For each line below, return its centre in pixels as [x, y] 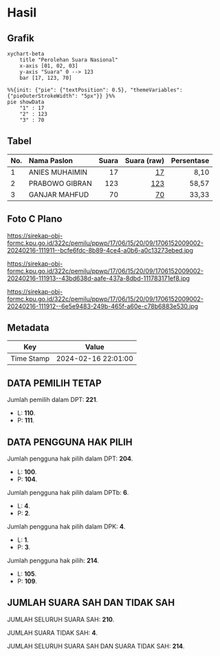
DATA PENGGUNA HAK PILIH [70, 442]
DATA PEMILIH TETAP [54, 383]
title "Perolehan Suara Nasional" [69, 60]
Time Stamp [30, 359]
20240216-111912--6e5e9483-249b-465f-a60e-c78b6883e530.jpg [103, 306]
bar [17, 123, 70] [46, 78]
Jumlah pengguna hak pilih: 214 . [53, 561]
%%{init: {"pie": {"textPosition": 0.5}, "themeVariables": [95, 90]
